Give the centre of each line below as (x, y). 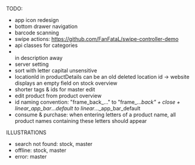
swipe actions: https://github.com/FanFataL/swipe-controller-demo (97, 39)
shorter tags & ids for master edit (55, 89)
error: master (31, 156)
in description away (39, 58)
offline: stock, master (40, 150)
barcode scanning (37, 33)
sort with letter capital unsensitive (56, 70)
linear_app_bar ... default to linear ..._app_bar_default (77, 108)
